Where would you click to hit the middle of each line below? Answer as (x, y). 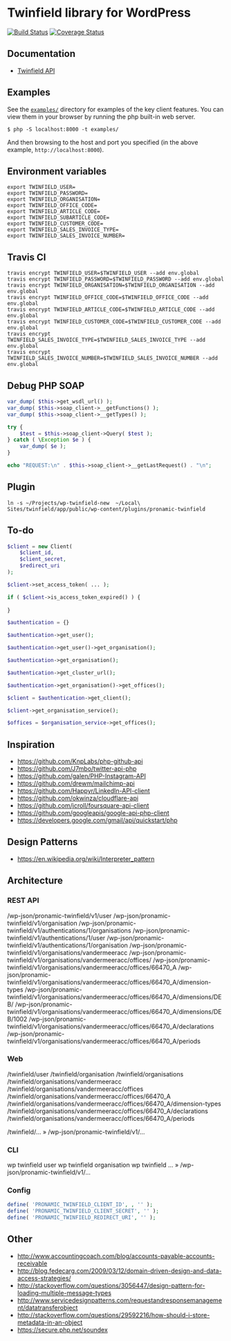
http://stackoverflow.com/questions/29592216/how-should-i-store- (113, 1315)
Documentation (41, 54)
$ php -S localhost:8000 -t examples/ (63, 129)
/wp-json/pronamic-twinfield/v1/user (59, 915)
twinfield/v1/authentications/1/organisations (69, 930)
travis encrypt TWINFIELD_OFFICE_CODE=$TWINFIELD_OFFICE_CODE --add (108, 298)
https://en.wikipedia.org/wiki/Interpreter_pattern (86, 858)
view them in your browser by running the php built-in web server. (101, 117)
